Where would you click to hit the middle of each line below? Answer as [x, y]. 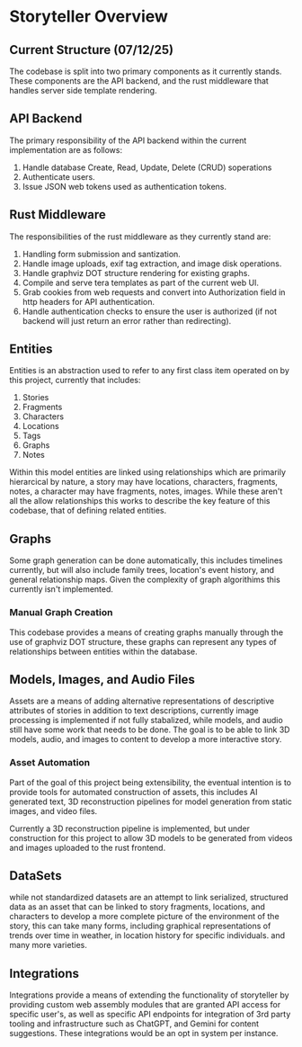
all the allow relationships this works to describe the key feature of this [140, 501]
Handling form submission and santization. [102, 254]
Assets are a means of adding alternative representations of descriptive [142, 701]
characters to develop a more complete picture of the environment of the [145, 917]
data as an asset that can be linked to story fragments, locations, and [137, 907]
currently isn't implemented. [62, 589]
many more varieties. [48, 945]
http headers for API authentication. [89, 301]
